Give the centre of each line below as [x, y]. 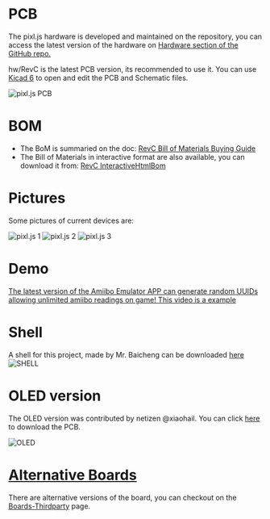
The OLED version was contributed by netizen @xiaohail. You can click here [134, 418]
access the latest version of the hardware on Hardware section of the [124, 44]
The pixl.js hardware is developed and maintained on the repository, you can [135, 36]
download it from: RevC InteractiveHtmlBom [93, 165]
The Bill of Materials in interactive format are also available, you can [132, 157]
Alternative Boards [73, 475]
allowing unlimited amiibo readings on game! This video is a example [122, 299]
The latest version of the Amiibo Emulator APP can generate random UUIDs [133, 291]
